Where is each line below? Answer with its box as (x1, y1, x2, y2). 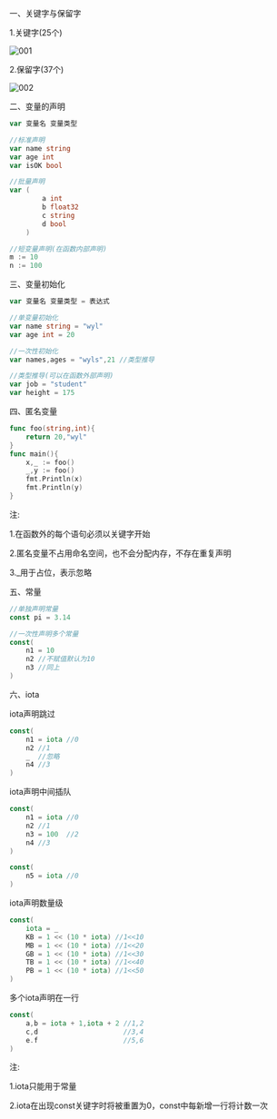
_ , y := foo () (25, 466, 75, 475)
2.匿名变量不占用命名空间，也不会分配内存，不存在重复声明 (9, 548, 232, 559)
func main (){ (9, 449, 59, 459)
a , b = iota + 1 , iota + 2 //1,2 (25, 1018, 144, 1028)
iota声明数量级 (9, 897, 64, 908)
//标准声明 (9, 135, 45, 144)
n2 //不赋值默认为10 (25, 655, 95, 664)
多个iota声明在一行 (9, 993, 80, 1003)
